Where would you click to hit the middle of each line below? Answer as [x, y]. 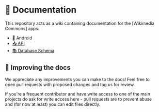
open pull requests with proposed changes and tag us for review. [70, 84]
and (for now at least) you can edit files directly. [53, 104]
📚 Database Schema [33, 50]
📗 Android [22, 38]
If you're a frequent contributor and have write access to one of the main [78, 94]
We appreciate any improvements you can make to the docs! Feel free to [78, 79]
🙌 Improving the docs [38, 68]
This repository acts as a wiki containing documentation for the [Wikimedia [80, 23]
